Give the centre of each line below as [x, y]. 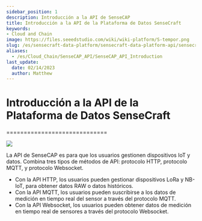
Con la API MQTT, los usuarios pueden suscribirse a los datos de [95, 192]
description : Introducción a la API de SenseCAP [68, 17]
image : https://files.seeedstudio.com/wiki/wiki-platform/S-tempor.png [98, 40]
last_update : [23, 62]
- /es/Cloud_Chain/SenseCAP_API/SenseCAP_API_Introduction [87, 56]
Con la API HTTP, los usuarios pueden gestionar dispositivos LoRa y [99, 180]
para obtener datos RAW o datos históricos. [79, 186]
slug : [13, 46]
